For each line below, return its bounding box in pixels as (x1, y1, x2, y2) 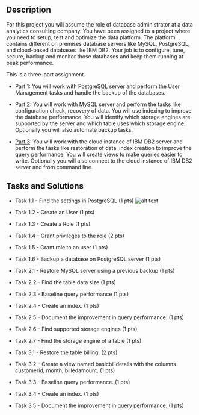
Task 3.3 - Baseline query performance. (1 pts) (14, 378, 130, 385)
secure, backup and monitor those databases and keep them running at (6, 52, 183, 60)
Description (6, 5, 51, 15)
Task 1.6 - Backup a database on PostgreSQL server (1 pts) (14, 255, 161, 263)
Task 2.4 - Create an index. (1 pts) (14, 302, 99, 309)
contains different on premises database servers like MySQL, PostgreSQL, (6, 40, 190, 47)
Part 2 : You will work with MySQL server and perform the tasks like (14, 101, 182, 108)
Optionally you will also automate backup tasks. (14, 126, 133, 133)
